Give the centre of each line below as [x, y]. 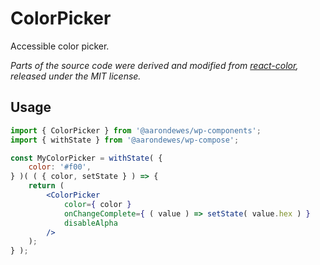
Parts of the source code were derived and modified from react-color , [154, 65]
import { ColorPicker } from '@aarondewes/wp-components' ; [136, 130]
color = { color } [97, 204]
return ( [46, 186]
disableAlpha [90, 223]
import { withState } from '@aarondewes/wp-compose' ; [125, 140]
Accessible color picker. [60, 46]
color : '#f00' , [60, 167]
